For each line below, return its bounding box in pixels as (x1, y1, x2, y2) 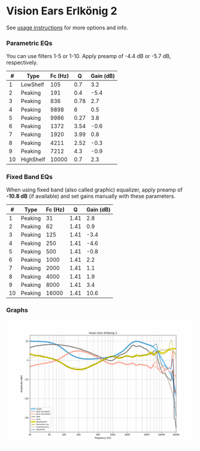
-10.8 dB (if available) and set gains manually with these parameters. (6, 193, 175, 200)
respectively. (6, 59, 38, 66)
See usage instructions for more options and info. (6, 24, 129, 31)
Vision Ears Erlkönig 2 (6, 4, 118, 18)
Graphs (6, 306, 28, 314)
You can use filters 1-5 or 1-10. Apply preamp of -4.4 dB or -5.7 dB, (6, 53, 171, 60)
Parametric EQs (6, 39, 53, 47)
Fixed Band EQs (6, 172, 53, 181)
